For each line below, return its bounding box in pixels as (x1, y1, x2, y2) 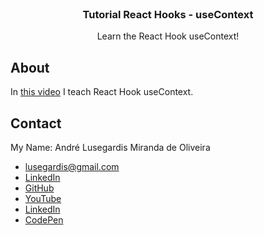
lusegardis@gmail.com (24, 160, 120, 172)
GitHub (24, 182, 55, 194)
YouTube (24, 192, 62, 204)
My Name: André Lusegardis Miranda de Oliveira (10, 141, 211, 153)
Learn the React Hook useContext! (96, 30, 240, 42)
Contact (10, 115, 62, 132)
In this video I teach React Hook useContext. (10, 86, 194, 98)
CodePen (24, 213, 64, 226)
